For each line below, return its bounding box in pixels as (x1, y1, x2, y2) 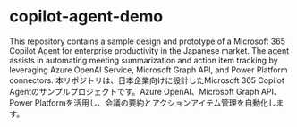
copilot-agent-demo (9, 6, 164, 27)
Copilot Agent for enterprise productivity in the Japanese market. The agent (9, 45, 290, 55)
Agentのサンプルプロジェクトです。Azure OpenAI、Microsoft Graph (9, 86, 259, 97)
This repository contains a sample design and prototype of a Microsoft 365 (9, 36, 286, 47)
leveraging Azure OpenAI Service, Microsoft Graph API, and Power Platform (9, 64, 288, 75)
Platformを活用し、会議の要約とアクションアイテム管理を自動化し (34, 97, 276, 108)
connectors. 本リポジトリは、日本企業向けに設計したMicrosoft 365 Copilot (9, 74, 284, 86)
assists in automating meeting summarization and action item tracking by (9, 55, 279, 65)
